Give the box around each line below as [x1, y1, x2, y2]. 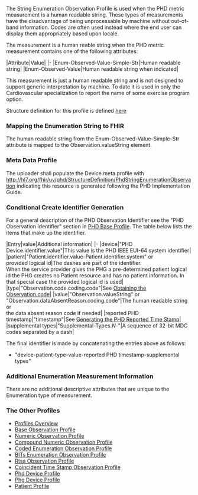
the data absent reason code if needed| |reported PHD [6, 309, 139, 316]
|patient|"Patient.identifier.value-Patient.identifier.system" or [6, 253, 154, 260]
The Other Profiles [6, 407, 60, 415]
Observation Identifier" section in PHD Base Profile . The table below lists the [6, 222, 192, 230]
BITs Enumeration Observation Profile [14, 451, 106, 458]
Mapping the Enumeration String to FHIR [6, 122, 124, 130]
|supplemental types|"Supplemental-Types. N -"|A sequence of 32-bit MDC [6, 322, 188, 329]
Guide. [6, 188, 22, 195]
